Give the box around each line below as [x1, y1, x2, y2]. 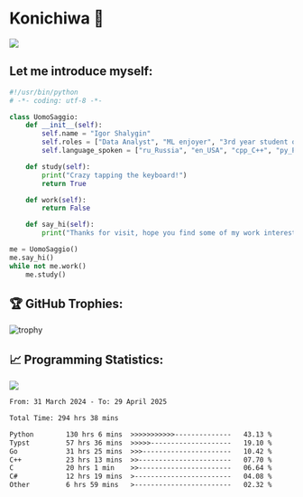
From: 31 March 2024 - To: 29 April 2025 [9, 398, 168, 407]
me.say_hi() [9, 253, 54, 262]
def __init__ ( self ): [25, 121, 103, 130]
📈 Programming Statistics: [9, 352, 164, 367]
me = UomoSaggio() [9, 245, 78, 254]
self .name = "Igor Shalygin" [41, 129, 151, 138]
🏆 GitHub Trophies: [9, 295, 124, 311]
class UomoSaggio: [9, 112, 78, 121]
